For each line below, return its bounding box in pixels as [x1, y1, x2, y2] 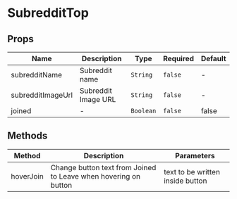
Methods [7, 130, 48, 142]
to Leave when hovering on [50, 171, 141, 181]
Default [200, 54, 226, 63]
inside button [163, 176, 207, 186]
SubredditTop [7, 5, 90, 21]
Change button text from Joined [50, 162, 157, 172]
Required [163, 54, 195, 63]
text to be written [163, 167, 221, 176]
